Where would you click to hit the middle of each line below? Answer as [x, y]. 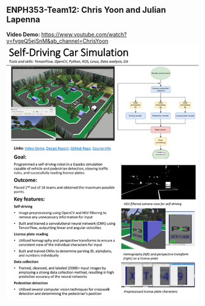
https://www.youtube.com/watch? [84, 34]
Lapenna [23, 20]
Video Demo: [23, 34]
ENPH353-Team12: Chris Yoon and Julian [86, 10]
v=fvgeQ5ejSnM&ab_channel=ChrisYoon [57, 41]
